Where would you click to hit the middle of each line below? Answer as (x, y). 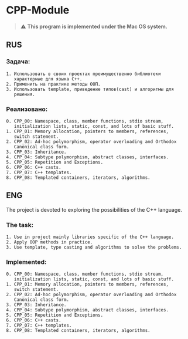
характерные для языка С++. (48, 79)
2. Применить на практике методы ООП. (53, 84)
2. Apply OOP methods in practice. (49, 242)
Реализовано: (27, 109)
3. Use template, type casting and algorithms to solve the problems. (94, 248)
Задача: (18, 62)
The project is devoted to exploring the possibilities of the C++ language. (94, 209)
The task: (20, 225)
